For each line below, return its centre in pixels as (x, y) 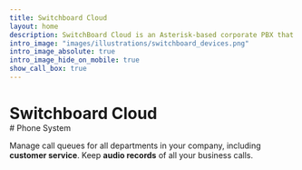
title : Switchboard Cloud (58, 18)
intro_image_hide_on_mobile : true (75, 60)
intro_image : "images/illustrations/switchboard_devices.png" (129, 43)
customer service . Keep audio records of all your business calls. (132, 155)
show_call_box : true (49, 69)
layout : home (34, 26)
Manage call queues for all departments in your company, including (135, 145)
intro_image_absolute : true (63, 52)
